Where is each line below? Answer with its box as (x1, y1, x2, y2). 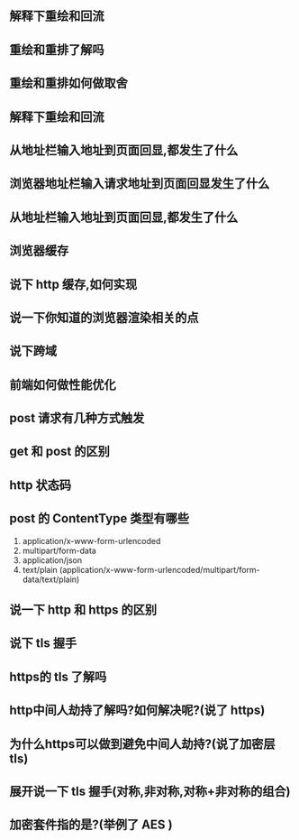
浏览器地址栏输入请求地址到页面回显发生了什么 (9, 176, 270, 191)
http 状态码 (9, 477, 72, 493)
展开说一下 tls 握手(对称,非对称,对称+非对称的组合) (9, 784, 291, 799)
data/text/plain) (22, 574, 80, 585)
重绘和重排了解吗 (9, 42, 104, 57)
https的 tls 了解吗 (9, 669, 107, 684)
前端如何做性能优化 (9, 377, 116, 392)
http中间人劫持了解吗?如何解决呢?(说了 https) (9, 703, 266, 718)
